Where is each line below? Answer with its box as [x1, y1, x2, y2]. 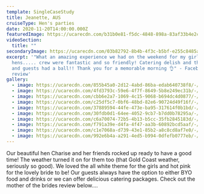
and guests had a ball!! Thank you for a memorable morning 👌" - [12, 65, 182, 72]
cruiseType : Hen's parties [6, 20, 75, 26]
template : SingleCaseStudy [6, 8, 75, 15]
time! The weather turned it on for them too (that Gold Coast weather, [6, 156, 180, 163]
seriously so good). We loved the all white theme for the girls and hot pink [6, 162, 191, 170]
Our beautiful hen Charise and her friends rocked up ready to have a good [6, 149, 192, 156]
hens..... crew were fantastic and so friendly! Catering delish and [12, 59, 191, 65]
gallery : [6, 76, 29, 82]
